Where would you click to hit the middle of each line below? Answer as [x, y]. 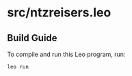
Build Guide [32, 38]
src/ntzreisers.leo [59, 13]
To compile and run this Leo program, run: [66, 54]
